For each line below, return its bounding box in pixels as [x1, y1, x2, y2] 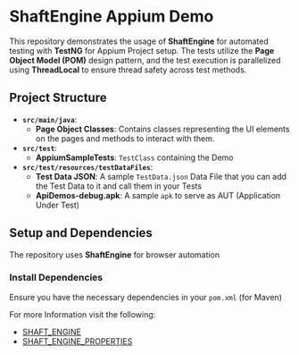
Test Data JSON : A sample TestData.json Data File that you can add [35, 171, 287, 182]
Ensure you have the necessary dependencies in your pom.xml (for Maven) [9, 292, 283, 302]
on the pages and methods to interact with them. [35, 132, 215, 144]
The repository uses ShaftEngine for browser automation [9, 249, 220, 260]
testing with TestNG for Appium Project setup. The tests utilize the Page [9, 45, 275, 55]
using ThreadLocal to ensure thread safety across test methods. [9, 64, 247, 75]
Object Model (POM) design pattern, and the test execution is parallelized [9, 55, 281, 65]
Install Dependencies [9, 271, 104, 283]
